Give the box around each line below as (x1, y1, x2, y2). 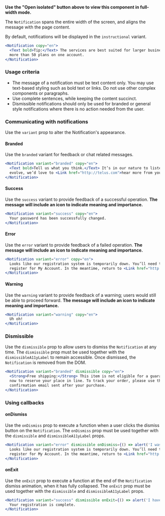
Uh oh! (9, 317, 23, 322)
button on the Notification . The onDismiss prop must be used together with (5, 427, 159, 433)
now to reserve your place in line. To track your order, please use (9, 379, 155, 384)
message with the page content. (5, 24, 70, 30)
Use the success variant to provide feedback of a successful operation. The (5, 196, 158, 202)
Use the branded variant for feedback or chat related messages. (5, 152, 134, 158)
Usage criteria (5, 68, 40, 75)
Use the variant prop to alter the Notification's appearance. (5, 129, 126, 135)
